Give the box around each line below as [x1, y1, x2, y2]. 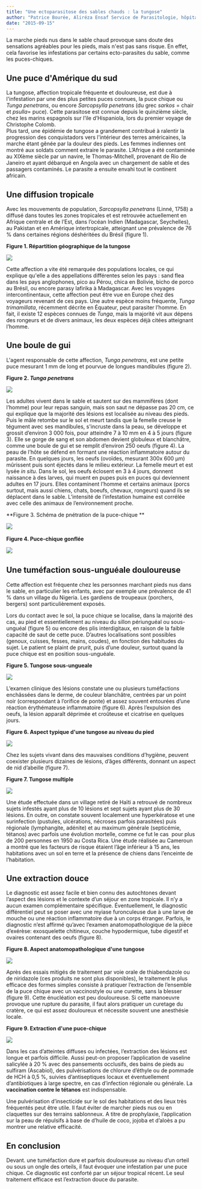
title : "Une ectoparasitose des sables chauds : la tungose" [6, 8, 163, 15]
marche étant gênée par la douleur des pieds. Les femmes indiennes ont [6, 140, 186, 147]
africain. [6, 172, 27, 179]
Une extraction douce [6, 873, 89, 884]
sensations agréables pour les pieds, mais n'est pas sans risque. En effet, [6, 43, 188, 50]
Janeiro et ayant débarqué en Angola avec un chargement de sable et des [6, 159, 190, 167]
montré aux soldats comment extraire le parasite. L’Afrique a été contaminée [6, 147, 195, 154]
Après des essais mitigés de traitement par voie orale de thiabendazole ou [6, 968, 191, 976]
